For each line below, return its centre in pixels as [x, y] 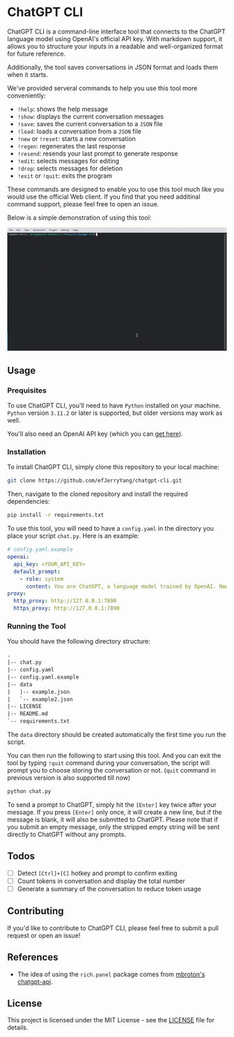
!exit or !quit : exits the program [65, 176]
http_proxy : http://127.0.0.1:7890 [65, 601]
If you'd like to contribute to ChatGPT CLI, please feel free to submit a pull [113, 928]
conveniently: [27, 96]
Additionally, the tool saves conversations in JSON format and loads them [112, 67]
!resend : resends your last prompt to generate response [97, 153]
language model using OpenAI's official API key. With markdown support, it [115, 38]
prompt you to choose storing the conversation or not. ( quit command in [111, 771]
